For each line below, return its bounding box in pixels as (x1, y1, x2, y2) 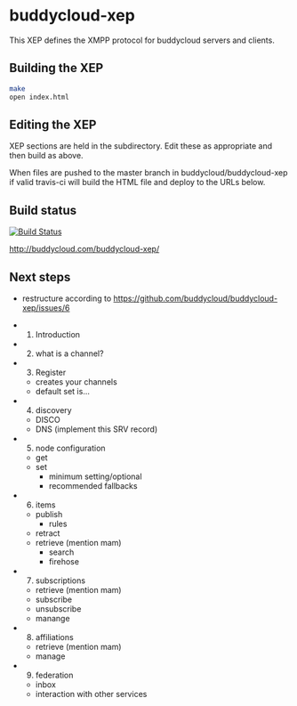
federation (35, 669, 74, 680)
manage (35, 651, 66, 661)
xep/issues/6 (21, 302, 70, 312)
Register (35, 367, 67, 377)
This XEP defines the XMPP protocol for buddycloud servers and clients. (9, 35, 276, 45)
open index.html (9, 93, 69, 101)
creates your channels (35, 376, 117, 387)
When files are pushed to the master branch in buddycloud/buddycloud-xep (9, 167, 288, 178)
